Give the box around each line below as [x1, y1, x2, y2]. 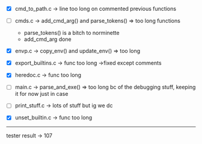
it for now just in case [14, 90, 69, 98]
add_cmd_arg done [23, 36, 72, 43]
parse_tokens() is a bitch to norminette [23, 30, 120, 37]
